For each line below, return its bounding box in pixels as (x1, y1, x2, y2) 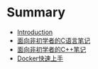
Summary (6, 4, 65, 21)
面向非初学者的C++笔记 (16, 45, 87, 53)
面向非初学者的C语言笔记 (16, 36, 91, 45)
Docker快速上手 (16, 54, 64, 63)
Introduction (16, 28, 53, 36)
